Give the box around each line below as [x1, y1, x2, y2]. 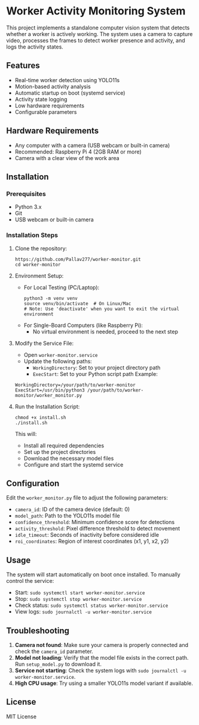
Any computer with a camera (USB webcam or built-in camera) [14, 142, 170, 149]
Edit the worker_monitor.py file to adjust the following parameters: [6, 494, 169, 501]
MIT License [6, 712, 37, 720]
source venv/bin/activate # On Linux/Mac [23, 300, 131, 306]
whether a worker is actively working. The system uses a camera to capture [6, 30, 193, 37]
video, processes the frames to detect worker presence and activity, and [6, 37, 185, 44]
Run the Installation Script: [14, 403, 80, 410]
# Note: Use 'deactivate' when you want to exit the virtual [23, 306, 179, 312]
